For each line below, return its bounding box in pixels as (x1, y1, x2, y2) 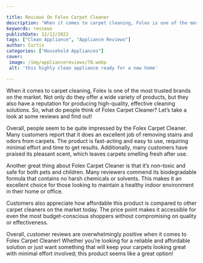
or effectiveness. (6, 219, 48, 226)
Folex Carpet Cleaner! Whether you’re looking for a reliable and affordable (6, 237, 190, 244)
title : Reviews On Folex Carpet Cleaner (6, 14, 110, 20)
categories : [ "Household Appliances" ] (6, 48, 104, 55)
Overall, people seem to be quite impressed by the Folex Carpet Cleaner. (6, 124, 187, 131)
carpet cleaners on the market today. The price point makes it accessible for (6, 205, 196, 213)
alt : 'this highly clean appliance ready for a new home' (8, 65, 158, 71)
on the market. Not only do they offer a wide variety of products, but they (6, 93, 189, 101)
